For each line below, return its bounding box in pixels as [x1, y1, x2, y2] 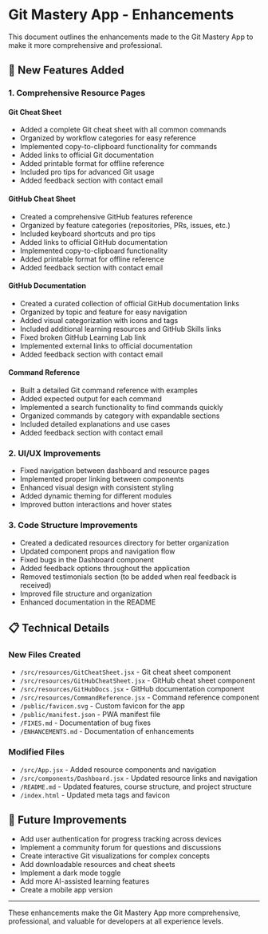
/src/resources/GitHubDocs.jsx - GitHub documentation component [19, 684, 245, 694]
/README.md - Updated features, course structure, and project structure [19, 782, 252, 791]
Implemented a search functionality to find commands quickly [19, 403, 223, 412]
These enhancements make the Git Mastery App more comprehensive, [8, 908, 241, 918]
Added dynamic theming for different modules [19, 491, 172, 501]
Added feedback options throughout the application [19, 563, 191, 573]
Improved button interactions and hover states [19, 500, 172, 510]
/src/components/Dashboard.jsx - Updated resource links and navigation [19, 773, 258, 782]
